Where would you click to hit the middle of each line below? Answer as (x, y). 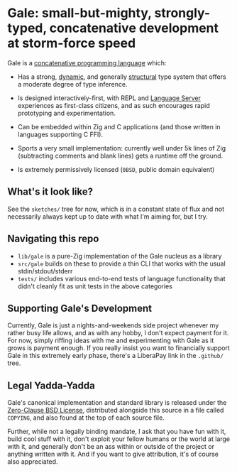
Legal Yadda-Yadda (51, 385)
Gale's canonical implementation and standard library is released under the (117, 403)
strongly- (182, 13)
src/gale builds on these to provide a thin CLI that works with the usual (121, 263)
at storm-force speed (72, 43)
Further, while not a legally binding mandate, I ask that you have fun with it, (117, 432)
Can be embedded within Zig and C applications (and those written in (119, 126)
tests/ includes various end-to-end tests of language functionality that (121, 278)
